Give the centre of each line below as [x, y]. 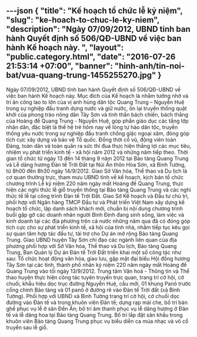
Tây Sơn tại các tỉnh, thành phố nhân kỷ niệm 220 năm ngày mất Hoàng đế [96, 265]
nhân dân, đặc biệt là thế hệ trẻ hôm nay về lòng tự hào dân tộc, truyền [92, 127]
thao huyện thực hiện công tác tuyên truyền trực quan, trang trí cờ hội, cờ [95, 277]
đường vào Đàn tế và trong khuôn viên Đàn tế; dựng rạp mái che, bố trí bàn [97, 302]
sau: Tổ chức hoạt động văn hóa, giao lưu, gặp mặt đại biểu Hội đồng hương [98, 258]
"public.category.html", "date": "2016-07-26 [91, 57]
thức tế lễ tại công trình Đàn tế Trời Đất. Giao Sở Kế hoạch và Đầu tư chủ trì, [98, 196]
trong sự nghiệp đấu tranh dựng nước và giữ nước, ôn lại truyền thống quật [96, 108]
